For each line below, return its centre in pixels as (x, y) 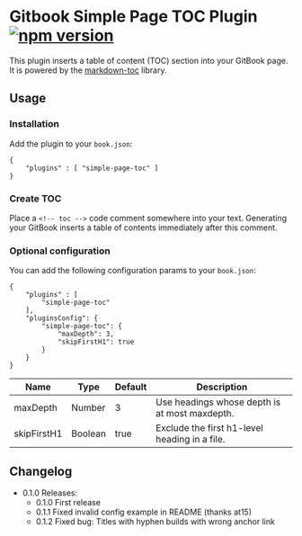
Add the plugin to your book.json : (71, 143)
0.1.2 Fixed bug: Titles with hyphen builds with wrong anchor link (155, 522)
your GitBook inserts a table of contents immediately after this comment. (143, 228)
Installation (35, 124)
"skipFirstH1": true (96, 342)
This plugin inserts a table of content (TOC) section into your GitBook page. (149, 60)
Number (89, 408)
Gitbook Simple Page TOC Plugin (133, 17)
